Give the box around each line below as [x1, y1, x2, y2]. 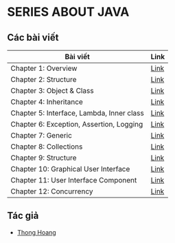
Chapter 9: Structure [10, 153, 77, 162]
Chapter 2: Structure [10, 75, 77, 84]
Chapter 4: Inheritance [10, 97, 84, 107]
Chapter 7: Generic [10, 131, 72, 140]
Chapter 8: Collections [10, 142, 83, 151]
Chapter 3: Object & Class [10, 86, 94, 95]
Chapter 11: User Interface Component [10, 176, 137, 184]
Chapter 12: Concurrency [10, 187, 93, 196]
